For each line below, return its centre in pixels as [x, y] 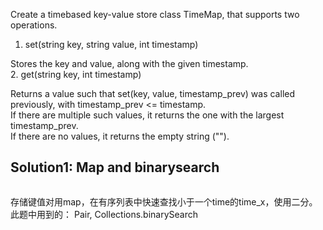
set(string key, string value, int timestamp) [111, 44]
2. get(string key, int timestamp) [76, 74]
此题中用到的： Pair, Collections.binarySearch [104, 214]
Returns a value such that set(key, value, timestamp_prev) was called [152, 93]
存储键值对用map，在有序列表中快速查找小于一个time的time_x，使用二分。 [164, 201]
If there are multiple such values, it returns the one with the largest [147, 115]
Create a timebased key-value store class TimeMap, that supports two [155, 14]
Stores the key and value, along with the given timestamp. [129, 63]
